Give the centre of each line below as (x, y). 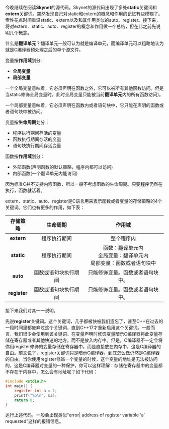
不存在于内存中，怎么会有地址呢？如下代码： (52, 372)
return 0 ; (25, 400)
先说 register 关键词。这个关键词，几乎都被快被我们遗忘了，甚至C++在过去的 (84, 321)
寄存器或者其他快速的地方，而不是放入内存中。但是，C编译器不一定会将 (88, 340)
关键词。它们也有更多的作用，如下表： (45, 207)
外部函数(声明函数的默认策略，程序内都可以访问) (63, 167)
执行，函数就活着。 (25, 190)
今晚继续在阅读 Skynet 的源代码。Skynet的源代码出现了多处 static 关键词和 (81, 7)
